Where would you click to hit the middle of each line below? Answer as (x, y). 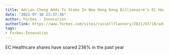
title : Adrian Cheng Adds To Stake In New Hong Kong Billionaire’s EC (81, 10)
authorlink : (18, 24)
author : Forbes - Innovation (36, 19)
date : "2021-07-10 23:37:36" (36, 14)
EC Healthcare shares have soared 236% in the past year (65, 47)
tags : (11, 28)
